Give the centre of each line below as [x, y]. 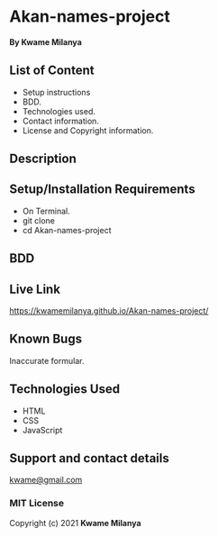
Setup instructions [56, 92]
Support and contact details [89, 458]
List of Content [52, 71]
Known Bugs [46, 339]
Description [43, 158]
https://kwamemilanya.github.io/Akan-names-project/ [109, 311]
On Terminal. [46, 211]
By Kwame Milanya [46, 41]
